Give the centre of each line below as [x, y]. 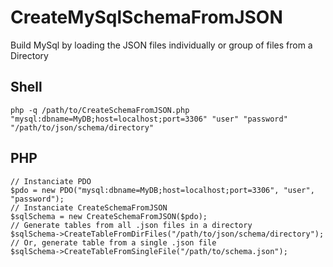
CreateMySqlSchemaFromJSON [146, 17]
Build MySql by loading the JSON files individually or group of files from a [161, 45]
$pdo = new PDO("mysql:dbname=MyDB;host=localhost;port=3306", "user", [162, 190]
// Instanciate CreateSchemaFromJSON [89, 207]
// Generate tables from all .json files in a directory [131, 225]
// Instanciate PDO [51, 181]
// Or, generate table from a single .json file [113, 242]
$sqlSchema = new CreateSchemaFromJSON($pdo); [109, 216]
